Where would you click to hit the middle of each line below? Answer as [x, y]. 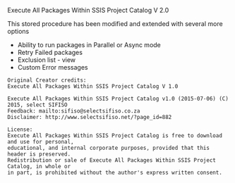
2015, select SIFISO [38, 105]
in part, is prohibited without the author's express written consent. [115, 172]
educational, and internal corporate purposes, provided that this [109, 148]
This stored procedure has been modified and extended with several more [115, 24]
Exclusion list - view [47, 60]
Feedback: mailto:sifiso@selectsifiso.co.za [74, 111]
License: [20, 130]
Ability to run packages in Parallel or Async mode [89, 45]
